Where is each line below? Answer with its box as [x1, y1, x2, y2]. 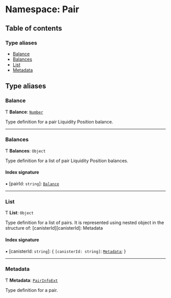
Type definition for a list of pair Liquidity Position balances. [5, 157, 129, 164]
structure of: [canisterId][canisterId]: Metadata [5, 225, 103, 231]
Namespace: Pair [5, 4, 79, 15]
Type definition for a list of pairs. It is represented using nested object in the [5, 219, 164, 226]
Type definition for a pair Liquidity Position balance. [5, 118, 113, 125]
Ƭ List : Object [5, 210, 34, 216]
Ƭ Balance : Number [5, 109, 43, 115]
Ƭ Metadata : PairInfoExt [5, 277, 58, 283]
